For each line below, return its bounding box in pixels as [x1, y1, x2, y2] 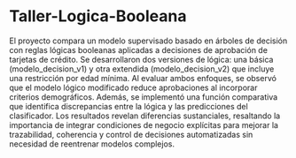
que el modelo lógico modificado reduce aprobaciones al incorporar [9, 82, 258, 93]
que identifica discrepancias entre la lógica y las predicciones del [9, 101, 248, 111]
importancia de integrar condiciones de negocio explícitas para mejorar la [9, 119, 279, 130]
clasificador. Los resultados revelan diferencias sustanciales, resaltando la [9, 110, 281, 121]
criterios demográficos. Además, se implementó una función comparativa [9, 91, 278, 102]
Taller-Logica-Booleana [9, 6, 187, 26]
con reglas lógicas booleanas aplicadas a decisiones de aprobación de [9, 44, 269, 55]
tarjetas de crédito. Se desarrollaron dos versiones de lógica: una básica [9, 54, 274, 64]
